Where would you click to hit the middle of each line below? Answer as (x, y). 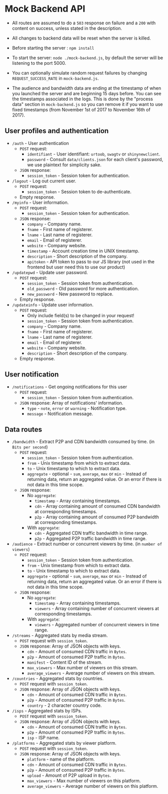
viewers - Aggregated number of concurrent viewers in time (97, 625)
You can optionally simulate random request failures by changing (79, 73)
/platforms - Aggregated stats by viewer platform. (64, 743)
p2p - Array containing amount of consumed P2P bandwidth (97, 517)
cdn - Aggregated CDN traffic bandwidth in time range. (91, 533)
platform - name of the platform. (61, 759)
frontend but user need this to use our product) (76, 267)
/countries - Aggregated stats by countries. (58, 678)
